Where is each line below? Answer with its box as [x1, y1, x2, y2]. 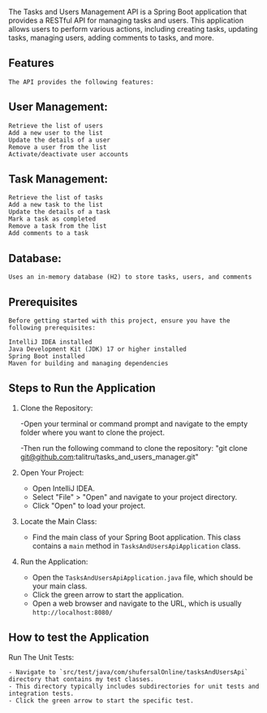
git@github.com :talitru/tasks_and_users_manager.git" [19, 452, 199, 461]
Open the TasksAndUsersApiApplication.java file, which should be [32, 572, 253, 582]
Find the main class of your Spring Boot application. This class [32, 532, 241, 542]
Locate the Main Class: [19, 516, 97, 526]
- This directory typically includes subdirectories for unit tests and [8, 682, 260, 690]
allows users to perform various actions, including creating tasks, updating [8, 24, 258, 33]
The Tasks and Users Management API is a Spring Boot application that [8, 7, 248, 16]
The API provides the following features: [8, 77, 154, 86]
